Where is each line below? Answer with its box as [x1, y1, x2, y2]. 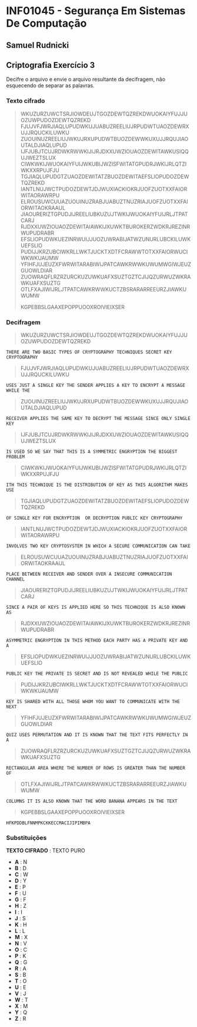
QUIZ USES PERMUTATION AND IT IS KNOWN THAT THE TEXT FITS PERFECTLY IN [6, 731, 188, 738]
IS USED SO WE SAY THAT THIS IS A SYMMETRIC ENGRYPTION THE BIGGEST [6, 448, 178, 455]
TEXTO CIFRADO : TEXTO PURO [6, 847, 85, 854]
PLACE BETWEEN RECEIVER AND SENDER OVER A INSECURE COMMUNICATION [6, 571, 172, 577]
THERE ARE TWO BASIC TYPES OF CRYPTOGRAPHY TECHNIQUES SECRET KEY [6, 349, 172, 355]
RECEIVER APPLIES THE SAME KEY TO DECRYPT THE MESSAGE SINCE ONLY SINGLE [6, 415, 191, 421]
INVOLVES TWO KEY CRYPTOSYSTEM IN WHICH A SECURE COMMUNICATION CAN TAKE [6, 543, 191, 549]
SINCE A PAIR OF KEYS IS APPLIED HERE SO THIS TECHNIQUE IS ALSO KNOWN [6, 604, 185, 610]
